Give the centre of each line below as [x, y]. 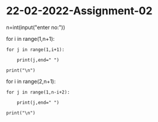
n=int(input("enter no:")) [36, 27]
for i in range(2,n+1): [31, 81]
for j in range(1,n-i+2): [38, 92]
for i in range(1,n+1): [30, 38]
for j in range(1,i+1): [36, 49]
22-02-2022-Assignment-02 [79, 11]
